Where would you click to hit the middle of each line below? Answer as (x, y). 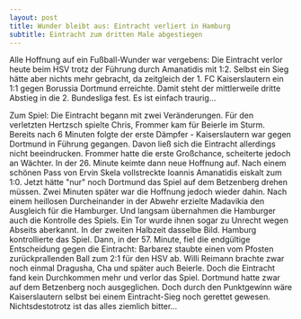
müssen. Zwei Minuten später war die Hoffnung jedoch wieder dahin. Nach (148, 192)
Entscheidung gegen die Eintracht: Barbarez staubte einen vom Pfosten (142, 249)
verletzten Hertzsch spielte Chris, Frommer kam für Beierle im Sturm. (137, 125)
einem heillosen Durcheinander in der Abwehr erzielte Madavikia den (137, 201)
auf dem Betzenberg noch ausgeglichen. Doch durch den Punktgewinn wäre (151, 288)
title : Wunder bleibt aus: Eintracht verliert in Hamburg (120, 26)
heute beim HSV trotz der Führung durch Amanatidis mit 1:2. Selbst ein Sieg (149, 69)
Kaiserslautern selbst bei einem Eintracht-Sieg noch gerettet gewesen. (140, 297)
